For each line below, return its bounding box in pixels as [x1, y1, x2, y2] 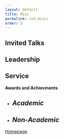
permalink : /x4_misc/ [5, 16, 49, 21]
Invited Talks [5, 39, 45, 47]
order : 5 [5, 20, 23, 26]
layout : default [5, 7, 38, 12]
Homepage [5, 129, 28, 135]
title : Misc [5, 12, 29, 17]
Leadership [5, 56, 40, 64]
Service [5, 72, 29, 80]
